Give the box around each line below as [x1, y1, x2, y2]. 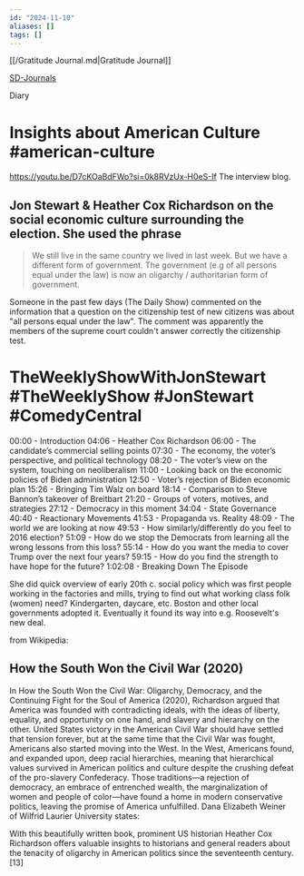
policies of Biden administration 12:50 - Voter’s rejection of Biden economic [9, 474, 291, 486]
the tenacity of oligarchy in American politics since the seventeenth [9, 847, 261, 858]
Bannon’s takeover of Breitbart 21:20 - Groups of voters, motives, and [9, 494, 270, 505]
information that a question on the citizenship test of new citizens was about [9, 306, 295, 318]
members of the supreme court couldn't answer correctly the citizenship [9, 326, 281, 337]
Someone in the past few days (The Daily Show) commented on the [9, 297, 262, 308]
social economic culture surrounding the [9, 212, 245, 227]
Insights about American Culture [9, 122, 260, 143]
